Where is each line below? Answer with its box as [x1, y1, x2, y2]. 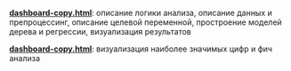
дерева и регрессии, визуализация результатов [9, 27, 191, 36]
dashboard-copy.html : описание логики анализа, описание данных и [9, 8, 273, 18]
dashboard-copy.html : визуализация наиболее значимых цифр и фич [9, 43, 273, 54]
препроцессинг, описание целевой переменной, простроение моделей [9, 17, 282, 28]
